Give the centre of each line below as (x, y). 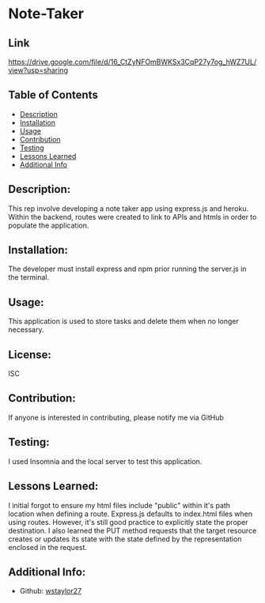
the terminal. (29, 277)
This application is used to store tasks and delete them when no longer (123, 322)
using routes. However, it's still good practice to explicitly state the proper (128, 522)
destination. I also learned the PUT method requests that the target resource (132, 530)
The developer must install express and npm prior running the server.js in (127, 269)
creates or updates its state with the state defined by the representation (125, 539)
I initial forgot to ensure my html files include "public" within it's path (119, 505)
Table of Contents (53, 95)
